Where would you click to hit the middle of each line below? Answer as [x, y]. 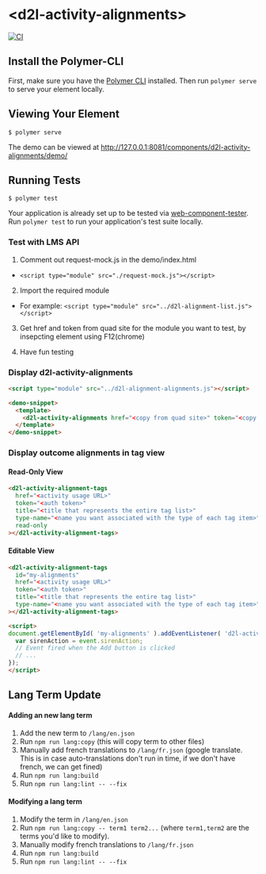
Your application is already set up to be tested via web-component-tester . [129, 213]
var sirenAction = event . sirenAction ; [80, 641]
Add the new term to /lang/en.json [77, 733]
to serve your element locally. [56, 89]
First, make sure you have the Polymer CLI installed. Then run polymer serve [133, 80]
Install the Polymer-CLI [66, 61]
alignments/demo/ [38, 155]
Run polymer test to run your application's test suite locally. [106, 222]
